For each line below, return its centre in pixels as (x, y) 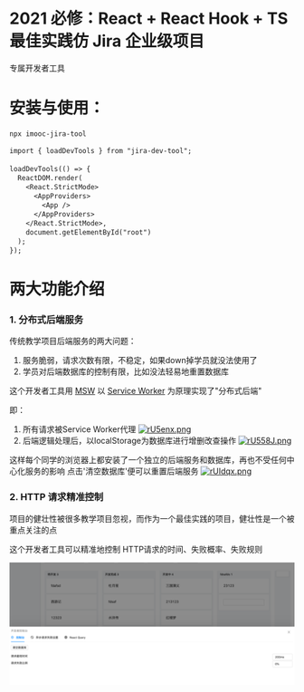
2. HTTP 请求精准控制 (57, 497)
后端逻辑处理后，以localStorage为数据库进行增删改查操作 (129, 441)
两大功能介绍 (57, 289)
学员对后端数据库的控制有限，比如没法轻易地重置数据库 (125, 371)
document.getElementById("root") (89, 232)
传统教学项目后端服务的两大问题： (73, 341)
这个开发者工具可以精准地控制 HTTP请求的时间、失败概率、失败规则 (136, 549)
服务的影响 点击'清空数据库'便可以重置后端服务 (112, 471)
